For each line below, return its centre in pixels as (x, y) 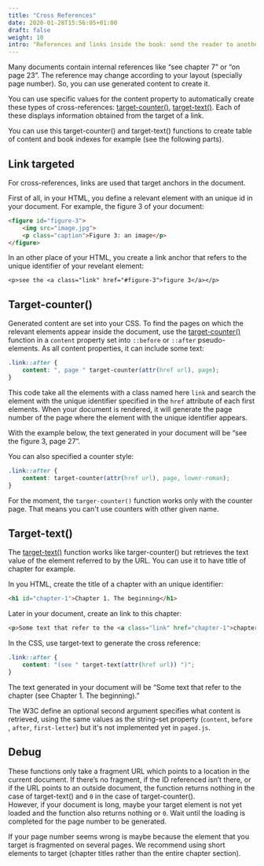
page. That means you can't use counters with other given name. (114, 508)
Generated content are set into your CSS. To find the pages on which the (126, 324)
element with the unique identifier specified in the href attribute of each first (132, 401)
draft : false (29, 30)
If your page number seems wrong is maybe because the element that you (129, 836)
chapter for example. (42, 569)
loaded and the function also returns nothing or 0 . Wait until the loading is (127, 813)
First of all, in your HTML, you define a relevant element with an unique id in (130, 198)
